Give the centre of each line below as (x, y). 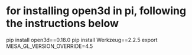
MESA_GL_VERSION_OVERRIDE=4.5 (50, 46)
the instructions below (63, 23)
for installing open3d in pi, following (96, 11)
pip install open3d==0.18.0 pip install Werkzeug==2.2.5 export (82, 40)
